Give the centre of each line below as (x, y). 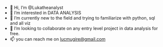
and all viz (20, 23)
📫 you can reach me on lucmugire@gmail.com (58, 39)
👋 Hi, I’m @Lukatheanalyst (36, 8)
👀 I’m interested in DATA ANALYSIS (45, 13)
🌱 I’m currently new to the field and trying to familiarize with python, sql (82, 18)
